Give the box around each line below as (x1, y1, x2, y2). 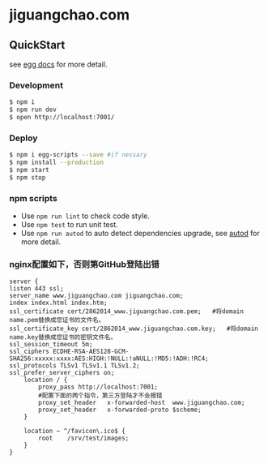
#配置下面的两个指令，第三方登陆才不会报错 (38, 392, 163, 400)
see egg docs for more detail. (9, 59, 108, 69)
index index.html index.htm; (9, 299, 108, 307)
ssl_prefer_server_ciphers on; (9, 369, 115, 377)
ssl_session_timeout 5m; (9, 341, 93, 349)
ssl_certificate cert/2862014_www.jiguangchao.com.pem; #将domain (9, 307, 244, 316)
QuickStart (9, 38, 66, 52)
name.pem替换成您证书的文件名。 (9, 316, 105, 324)
